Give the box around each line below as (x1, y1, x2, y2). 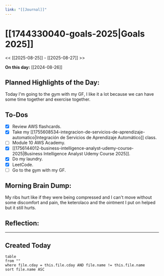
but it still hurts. (5, 205, 37, 211)
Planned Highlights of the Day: (5, 78, 100, 86)
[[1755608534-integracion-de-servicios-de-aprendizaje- (30, 129, 145, 135)
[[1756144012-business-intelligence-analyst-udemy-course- (12, 145, 134, 151)
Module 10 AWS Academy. (12, 140, 65, 146)
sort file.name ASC (5, 267, 45, 272)
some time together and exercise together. (5, 96, 91, 103)
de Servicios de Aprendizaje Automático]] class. (60, 135, 157, 141)
